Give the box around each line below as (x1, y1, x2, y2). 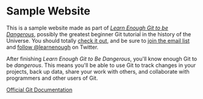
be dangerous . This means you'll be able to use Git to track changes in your (6, 62, 196, 69)
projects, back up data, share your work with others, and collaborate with (6, 68, 190, 75)
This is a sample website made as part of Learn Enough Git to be (6, 24, 168, 31)
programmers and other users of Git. (6, 74, 98, 81)
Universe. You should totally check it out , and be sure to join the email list (6, 37, 190, 44)
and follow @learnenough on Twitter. (6, 43, 99, 51)
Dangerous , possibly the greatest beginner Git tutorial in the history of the (6, 30, 191, 37)
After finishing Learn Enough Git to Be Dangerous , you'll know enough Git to (6, 55, 198, 62)
